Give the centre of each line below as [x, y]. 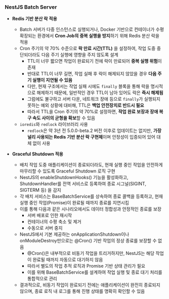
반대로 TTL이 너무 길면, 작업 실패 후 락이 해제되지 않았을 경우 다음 [92, 74]
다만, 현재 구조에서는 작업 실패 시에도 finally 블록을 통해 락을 [88, 87]
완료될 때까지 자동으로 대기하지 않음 [68, 260]
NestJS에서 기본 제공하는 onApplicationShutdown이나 [74, 234]
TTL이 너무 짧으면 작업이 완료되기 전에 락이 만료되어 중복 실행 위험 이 [95, 61]
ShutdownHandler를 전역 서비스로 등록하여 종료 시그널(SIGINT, [83, 184]
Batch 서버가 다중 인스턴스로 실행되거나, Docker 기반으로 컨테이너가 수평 [92, 29]
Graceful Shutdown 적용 [38, 154]
